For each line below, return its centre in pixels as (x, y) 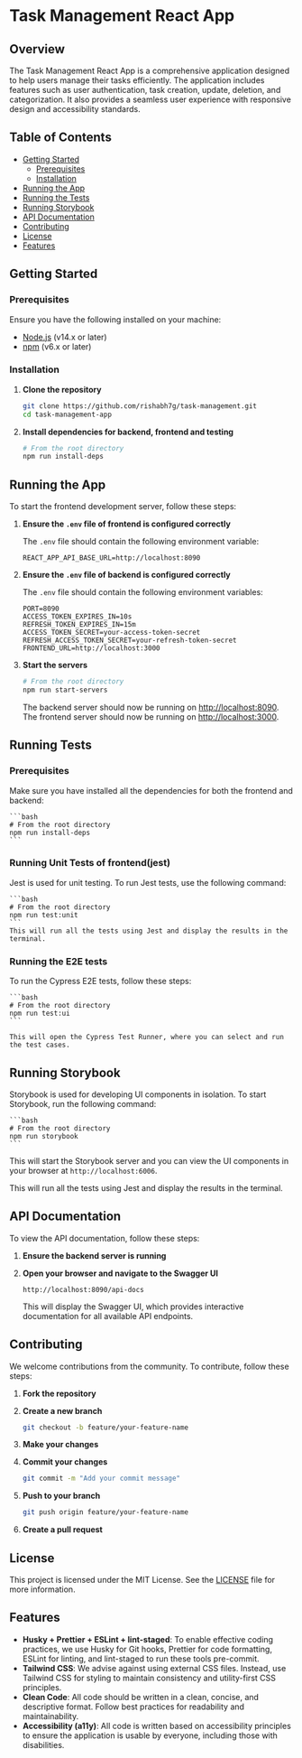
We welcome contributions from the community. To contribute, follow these (150, 1366)
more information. (42, 1589)
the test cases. (40, 1045)
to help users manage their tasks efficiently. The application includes (137, 80)
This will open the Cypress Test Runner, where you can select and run (146, 1037)
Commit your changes (65, 1462)
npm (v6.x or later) (57, 346)
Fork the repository (59, 1393)
